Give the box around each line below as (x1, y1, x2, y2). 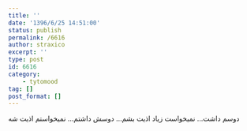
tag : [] (8, 84, 34, 93)
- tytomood (22, 77, 58, 85)
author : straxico (8, 41, 65, 49)
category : (8, 70, 41, 78)
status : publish (8, 26, 62, 34)
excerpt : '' (8, 48, 47, 56)
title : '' (8, 11, 41, 20)
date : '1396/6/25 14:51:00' (8, 19, 101, 27)
